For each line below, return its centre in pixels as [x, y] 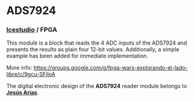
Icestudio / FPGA [32, 30]
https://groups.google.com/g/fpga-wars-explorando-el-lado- [111, 68]
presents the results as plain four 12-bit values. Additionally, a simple [93, 49]
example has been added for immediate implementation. [77, 56]
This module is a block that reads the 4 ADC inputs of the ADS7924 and [97, 43]
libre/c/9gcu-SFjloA [31, 75]
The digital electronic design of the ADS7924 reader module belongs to [97, 86]
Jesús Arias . [23, 93]
